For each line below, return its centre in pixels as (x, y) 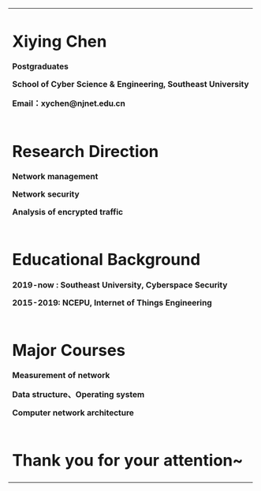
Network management (55, 177)
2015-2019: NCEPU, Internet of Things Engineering (112, 302)
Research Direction (86, 152)
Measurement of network (61, 375)
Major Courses (69, 350)
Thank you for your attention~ (127, 460)
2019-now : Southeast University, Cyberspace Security (120, 285)
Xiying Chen (60, 41)
